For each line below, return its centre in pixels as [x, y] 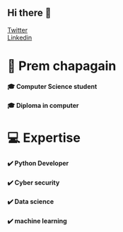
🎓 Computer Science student [52, 86]
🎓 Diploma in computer [43, 106]
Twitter [18, 30]
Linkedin [20, 37]
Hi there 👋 [29, 13]
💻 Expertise [44, 138]
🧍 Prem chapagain [62, 66]
